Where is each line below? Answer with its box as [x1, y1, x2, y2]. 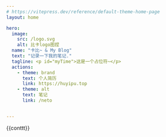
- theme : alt [17, 86, 50, 93]
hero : [6, 25, 20, 31]
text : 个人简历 [22, 75, 57, 81]
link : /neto [22, 98, 52, 103]
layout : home [6, 14, 39, 20]
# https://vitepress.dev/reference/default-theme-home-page [6, 8, 161, 15]
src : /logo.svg [17, 36, 55, 42]
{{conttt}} [6, 124, 30, 132]
